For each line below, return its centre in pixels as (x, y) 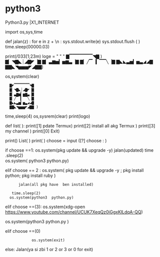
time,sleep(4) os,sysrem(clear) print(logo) (48, 116)
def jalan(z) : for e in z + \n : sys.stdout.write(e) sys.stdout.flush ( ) (73, 41)
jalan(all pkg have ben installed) (56, 184)
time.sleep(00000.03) (27, 46)
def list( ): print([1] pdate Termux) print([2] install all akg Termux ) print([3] (80, 126)
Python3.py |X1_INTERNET (32, 22)
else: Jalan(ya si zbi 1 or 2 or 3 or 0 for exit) (49, 249)
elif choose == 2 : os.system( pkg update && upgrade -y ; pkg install (75, 170)
